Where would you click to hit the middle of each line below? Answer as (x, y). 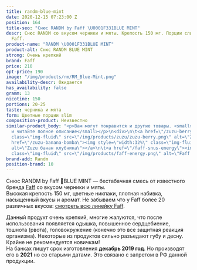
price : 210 (19, 66)
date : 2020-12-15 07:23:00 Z (42, 17)
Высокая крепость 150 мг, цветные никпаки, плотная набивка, (84, 194)
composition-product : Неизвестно (47, 121)
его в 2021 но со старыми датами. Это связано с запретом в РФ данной (97, 255)
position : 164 (23, 22)
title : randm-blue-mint (35, 11)
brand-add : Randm (27, 159)
